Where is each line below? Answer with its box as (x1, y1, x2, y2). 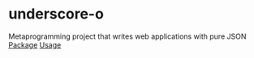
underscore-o (8, 5, 104, 23)
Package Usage (8, 39, 62, 49)
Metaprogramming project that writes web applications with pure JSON (8, 31, 247, 41)
